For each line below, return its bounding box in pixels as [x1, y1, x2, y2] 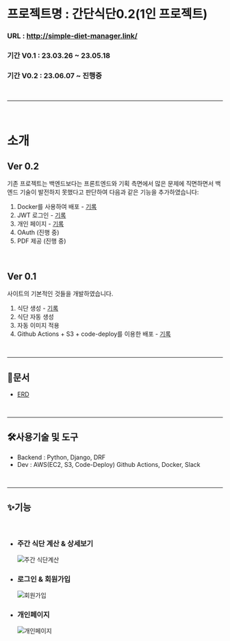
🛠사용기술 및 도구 [7, 431, 79, 443]
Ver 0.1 [7, 270, 37, 282]
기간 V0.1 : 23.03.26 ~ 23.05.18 [7, 51, 111, 60]
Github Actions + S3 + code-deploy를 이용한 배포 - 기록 [16, 330, 171, 338]
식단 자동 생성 [16, 313, 54, 321]
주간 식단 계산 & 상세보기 [16, 539, 94, 548]
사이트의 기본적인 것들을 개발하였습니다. [7, 289, 114, 298]
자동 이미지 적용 [16, 322, 60, 330]
